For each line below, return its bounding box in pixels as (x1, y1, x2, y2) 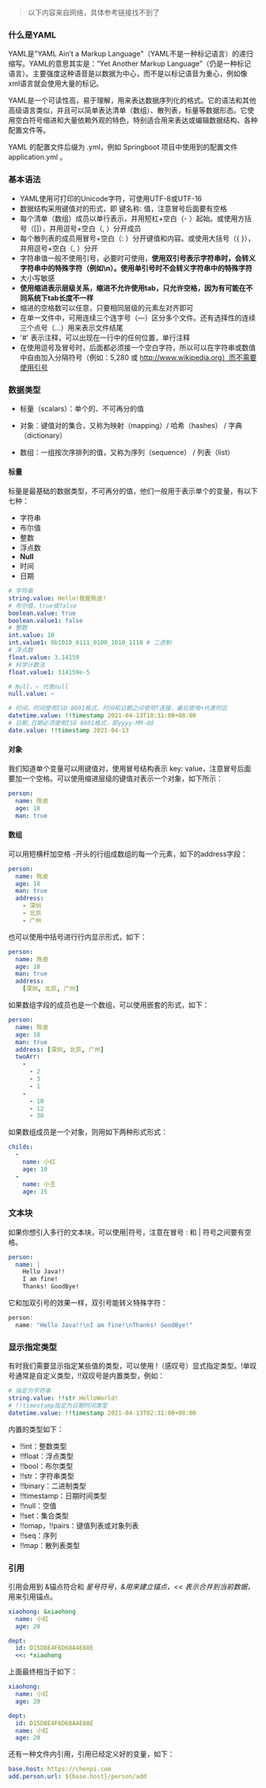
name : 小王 (22, 1180, 56, 1188)
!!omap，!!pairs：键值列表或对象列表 (19, 1520, 139, 1530)
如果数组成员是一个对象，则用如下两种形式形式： (8, 1127, 168, 1137)
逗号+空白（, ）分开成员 (63, 223, 142, 233)
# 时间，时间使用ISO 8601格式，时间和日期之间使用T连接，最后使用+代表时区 (8, 705, 228, 712)
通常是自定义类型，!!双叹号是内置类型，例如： (14, 1371, 165, 1381)
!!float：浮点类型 (19, 1451, 74, 1461)
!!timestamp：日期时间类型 (19, 1491, 107, 1500)
